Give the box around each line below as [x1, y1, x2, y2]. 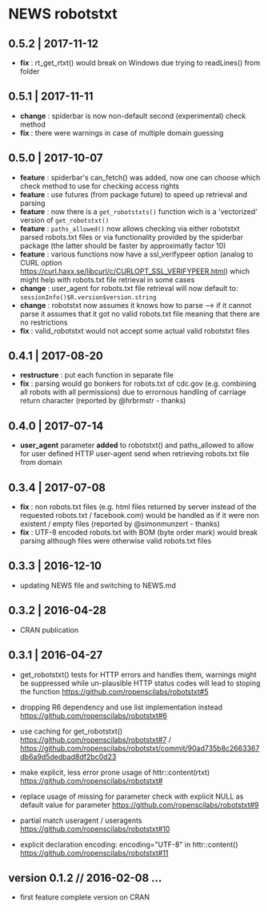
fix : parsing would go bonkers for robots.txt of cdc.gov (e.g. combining [19, 378, 257, 389]
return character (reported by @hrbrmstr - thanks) [19, 396, 186, 406]
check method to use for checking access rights [19, 181, 180, 191]
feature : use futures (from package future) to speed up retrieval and [19, 189, 248, 199]
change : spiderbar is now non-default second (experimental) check [19, 111, 246, 120]
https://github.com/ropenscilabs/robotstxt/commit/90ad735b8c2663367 [19, 743, 260, 753]
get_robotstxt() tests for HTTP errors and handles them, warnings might [19, 669, 258, 679]
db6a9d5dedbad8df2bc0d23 [19, 751, 117, 762]
